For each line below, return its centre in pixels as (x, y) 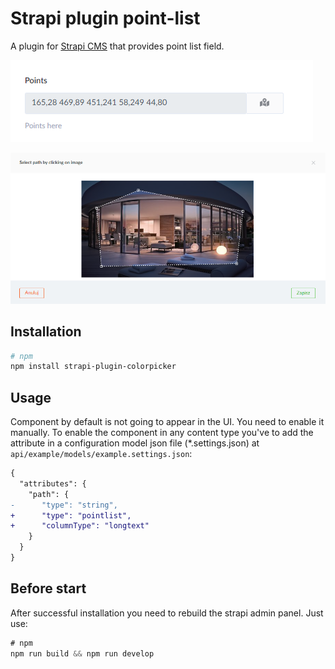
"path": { (49, 494)
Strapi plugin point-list (105, 18)
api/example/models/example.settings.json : (101, 454)
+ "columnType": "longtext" (80, 526)
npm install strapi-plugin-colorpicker (93, 367)
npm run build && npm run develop (82, 653)
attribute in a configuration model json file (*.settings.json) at (135, 443)
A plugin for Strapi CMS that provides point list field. (117, 46)
